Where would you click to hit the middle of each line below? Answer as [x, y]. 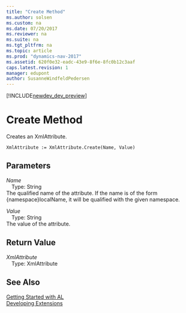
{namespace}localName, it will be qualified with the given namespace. [93, 199]
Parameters [28, 166]
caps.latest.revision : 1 [37, 67]
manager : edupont [28, 73]
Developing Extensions [34, 303]
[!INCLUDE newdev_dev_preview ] [46, 96]
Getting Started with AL [35, 297]
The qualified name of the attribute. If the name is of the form [82, 193]
